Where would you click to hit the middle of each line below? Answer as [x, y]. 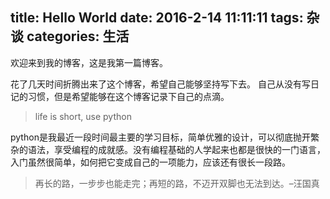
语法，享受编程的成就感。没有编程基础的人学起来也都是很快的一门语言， [176, 149]
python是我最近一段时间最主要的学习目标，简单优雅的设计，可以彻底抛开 [160, 137]
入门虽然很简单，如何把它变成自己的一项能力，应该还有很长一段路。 [150, 162]
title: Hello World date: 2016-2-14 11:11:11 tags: [157, 18]
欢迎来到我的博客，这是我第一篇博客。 [89, 62]
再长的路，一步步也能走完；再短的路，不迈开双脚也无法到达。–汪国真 [177, 183]
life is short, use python [83, 116]
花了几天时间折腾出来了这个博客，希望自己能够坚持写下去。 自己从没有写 [160, 84]
